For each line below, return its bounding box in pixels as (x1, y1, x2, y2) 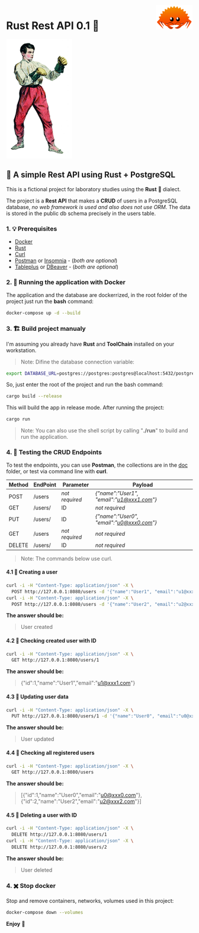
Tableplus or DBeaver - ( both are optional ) (14, 263, 118, 271)
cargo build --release (6, 393, 62, 399)
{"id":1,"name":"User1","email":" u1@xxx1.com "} (20, 679, 136, 687)
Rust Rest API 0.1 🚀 (6, 19, 99, 33)
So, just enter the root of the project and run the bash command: (6, 381, 164, 388)
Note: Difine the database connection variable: (20, 358, 134, 365)
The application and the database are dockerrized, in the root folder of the (6, 292, 188, 299)
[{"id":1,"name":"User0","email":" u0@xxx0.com (20, 792, 136, 799)
